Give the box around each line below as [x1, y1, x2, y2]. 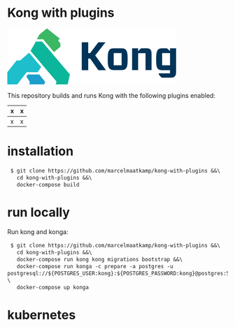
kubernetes [7, 307, 76, 323]
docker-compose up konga [16, 284, 90, 291]
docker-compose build [16, 182, 80, 189]
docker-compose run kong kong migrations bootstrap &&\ [16, 256, 183, 263]
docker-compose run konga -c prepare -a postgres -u [16, 263, 173, 270]
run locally [7, 205, 70, 221]
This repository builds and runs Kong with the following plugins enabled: [7, 91, 215, 99]
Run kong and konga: [7, 228, 69, 236]
